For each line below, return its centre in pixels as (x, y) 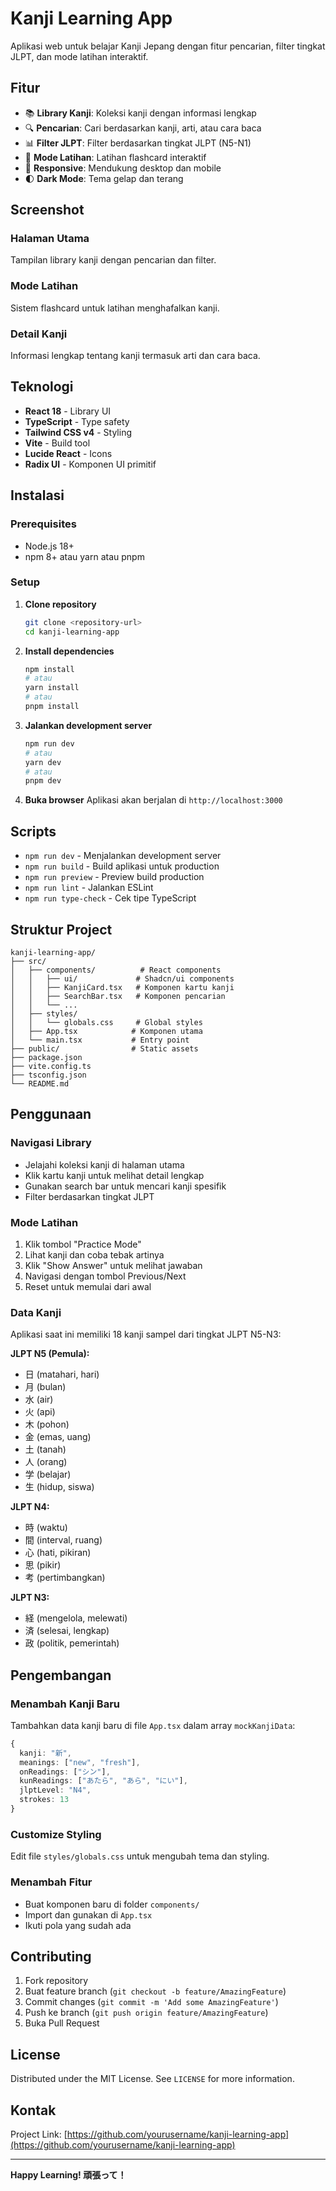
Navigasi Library (51, 1143)
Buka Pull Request (62, 2023)
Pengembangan (61, 1675)
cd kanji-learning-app (72, 632)
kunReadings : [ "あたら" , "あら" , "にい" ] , (103, 1781)
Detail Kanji (39, 334)
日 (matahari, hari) (62, 1374)
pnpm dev (43, 781)
